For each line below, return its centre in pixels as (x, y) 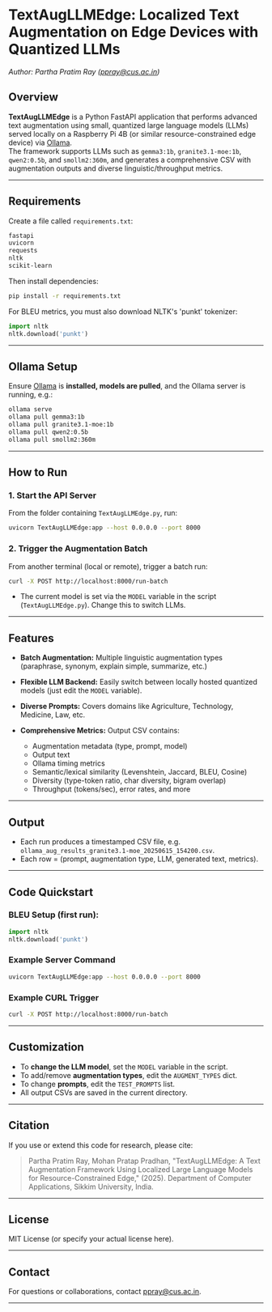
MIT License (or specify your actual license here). (91, 1239)
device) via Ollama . (40, 142)
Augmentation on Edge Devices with (134, 32)
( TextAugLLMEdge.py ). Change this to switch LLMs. (103, 605)
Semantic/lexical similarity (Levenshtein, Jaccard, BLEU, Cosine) (140, 772)
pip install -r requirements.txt (65, 296)
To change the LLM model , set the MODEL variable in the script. (124, 1067)
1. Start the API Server (53, 495)
